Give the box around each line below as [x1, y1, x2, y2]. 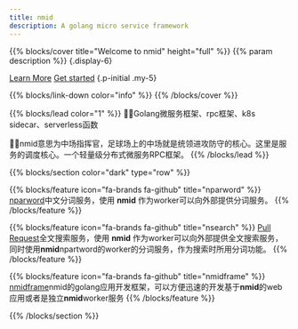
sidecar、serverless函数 [9, 119, 99, 130]
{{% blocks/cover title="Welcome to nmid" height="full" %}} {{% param [9, 45, 273, 56]
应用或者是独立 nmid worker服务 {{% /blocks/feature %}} [9, 293, 215, 303]
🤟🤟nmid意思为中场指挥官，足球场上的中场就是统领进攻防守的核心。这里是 [9, 138, 279, 148]
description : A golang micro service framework [9, 21, 189, 30]
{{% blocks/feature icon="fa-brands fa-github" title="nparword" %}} [9, 184, 262, 195]
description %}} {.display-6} [9, 55, 113, 66]
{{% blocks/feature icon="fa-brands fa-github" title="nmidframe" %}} [9, 270, 266, 281]
